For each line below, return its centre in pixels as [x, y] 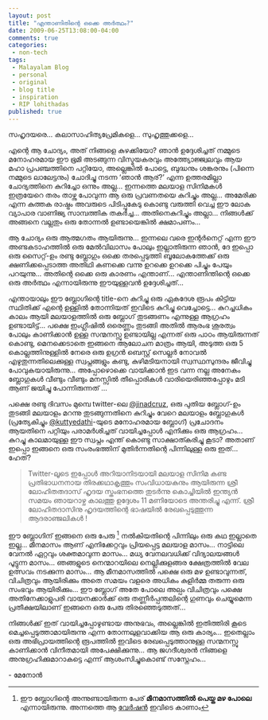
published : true [35, 112]
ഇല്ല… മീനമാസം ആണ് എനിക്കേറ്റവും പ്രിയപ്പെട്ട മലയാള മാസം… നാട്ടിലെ [126, 544]
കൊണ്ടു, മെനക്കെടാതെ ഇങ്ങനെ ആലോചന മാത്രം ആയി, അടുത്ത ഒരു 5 [126, 343]
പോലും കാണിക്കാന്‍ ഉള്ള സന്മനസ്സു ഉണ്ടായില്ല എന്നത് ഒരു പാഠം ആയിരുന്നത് [134, 334]
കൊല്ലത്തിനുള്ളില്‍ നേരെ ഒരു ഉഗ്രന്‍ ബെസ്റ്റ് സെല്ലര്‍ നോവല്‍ [107, 352]
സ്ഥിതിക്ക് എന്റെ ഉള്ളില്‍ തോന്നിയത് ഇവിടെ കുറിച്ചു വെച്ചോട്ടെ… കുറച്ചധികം [130, 307]
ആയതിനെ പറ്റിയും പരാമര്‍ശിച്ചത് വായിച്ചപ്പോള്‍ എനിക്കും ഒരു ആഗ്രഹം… [126, 431]
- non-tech [29, 53]
